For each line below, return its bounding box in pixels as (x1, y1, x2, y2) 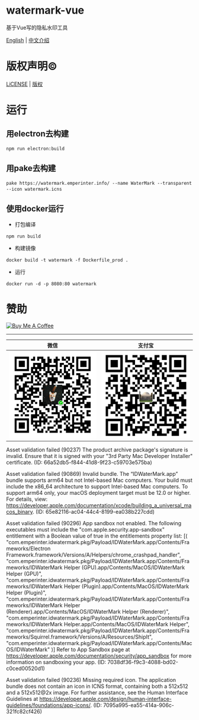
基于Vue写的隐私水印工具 (6, 24, 68, 31)
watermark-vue (6, 4, 85, 17)
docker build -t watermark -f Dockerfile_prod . (6, 257, 129, 263)
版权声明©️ (6, 60, 57, 73)
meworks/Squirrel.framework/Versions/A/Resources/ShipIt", (6, 633, 153, 640)
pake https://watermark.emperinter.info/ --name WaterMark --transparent (6, 180, 192, 186)
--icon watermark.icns (6, 186, 62, 192)
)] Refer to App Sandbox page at (51, 646, 130, 653)
